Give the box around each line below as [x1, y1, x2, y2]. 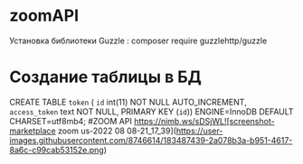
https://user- [175, 125, 223, 136]
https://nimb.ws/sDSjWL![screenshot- [134, 115, 275, 126]
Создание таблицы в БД [9, 67, 202, 87]
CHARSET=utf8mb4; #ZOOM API [9, 115, 133, 126]
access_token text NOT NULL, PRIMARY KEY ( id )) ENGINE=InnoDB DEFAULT [9, 105, 294, 117]
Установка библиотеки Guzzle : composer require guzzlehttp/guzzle [9, 35, 268, 46]
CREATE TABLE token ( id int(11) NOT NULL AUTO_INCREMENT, [9, 96, 247, 107]
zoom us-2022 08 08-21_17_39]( [57, 125, 176, 136]
